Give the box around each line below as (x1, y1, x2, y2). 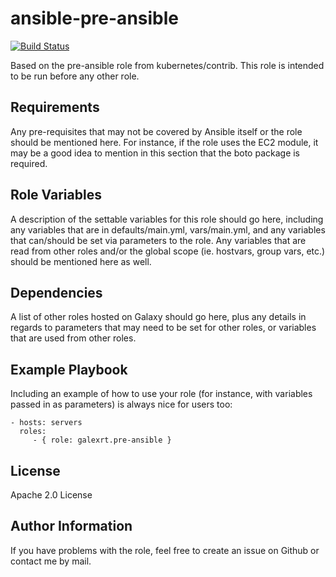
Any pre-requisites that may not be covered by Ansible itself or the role (10, 125, 303, 137)
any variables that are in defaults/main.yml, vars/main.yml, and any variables (10, 223, 326, 236)
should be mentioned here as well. (10, 255, 152, 267)
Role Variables (10, 187, 102, 204)
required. (10, 157, 48, 169)
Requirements (10, 99, 100, 116)
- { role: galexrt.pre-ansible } (32, 435, 172, 446)
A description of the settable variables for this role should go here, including (10, 213, 324, 225)
